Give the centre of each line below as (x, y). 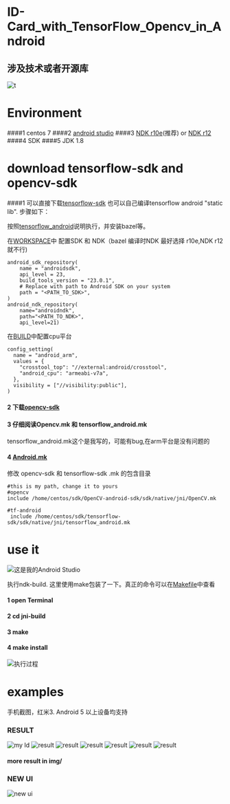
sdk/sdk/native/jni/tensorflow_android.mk (69, 522)
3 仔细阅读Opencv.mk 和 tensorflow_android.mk (77, 424)
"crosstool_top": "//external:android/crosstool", (93, 367)
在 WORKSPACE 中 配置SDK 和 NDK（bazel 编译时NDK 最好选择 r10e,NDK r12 (115, 241)
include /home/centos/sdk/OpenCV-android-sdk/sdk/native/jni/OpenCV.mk (112, 498)
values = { (29, 361)
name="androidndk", (47, 310)
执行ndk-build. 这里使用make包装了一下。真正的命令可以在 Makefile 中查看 (111, 584)
